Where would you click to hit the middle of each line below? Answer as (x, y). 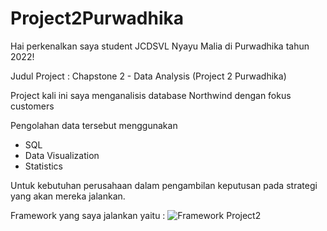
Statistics (44, 166)
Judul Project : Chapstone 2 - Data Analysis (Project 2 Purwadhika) (148, 76)
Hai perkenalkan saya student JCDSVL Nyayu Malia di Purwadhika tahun (160, 46)
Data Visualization (62, 155)
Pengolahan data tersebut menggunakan (94, 125)
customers (32, 106)
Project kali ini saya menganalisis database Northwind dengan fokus (151, 95)
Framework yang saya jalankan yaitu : (88, 215)
